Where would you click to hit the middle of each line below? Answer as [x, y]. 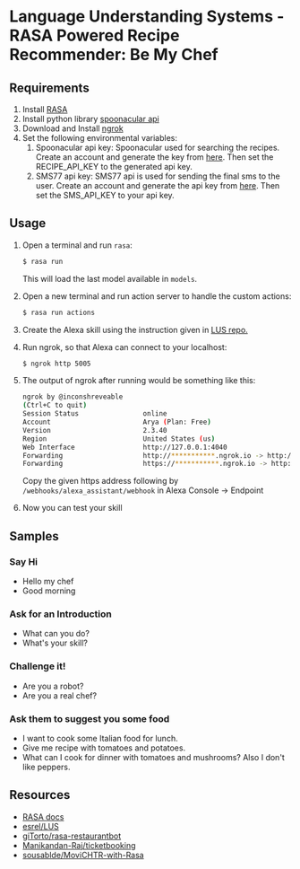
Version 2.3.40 [94, 430]
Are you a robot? [53, 686]
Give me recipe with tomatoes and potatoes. [104, 748]
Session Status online [94, 414]
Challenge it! [38, 666]
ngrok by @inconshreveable [73, 397]
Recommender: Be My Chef [114, 55]
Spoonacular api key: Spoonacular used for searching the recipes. [158, 147]
